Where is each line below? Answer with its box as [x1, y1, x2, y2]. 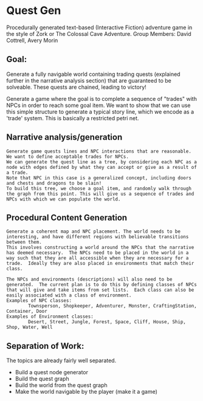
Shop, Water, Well [6, 324, 53, 331]
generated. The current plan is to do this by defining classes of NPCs [6, 282, 198, 288]
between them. [6, 239, 43, 245]
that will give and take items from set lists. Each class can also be [6, 287, 194, 293]
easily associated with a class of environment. [6, 292, 132, 298]
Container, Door [6, 308, 47, 315]
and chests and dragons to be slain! [6, 180, 102, 186]
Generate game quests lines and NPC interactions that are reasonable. [6, 148, 191, 154]
